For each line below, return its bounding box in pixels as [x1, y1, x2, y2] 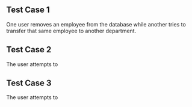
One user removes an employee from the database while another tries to [6, 20, 187, 28]
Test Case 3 [6, 78, 52, 88]
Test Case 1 [6, 5, 50, 15]
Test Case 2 [6, 44, 52, 55]
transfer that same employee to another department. [6, 27, 137, 34]
